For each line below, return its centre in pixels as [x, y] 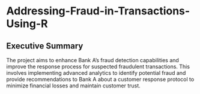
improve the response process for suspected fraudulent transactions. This [98, 66]
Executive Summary [45, 46]
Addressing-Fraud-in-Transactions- [98, 11]
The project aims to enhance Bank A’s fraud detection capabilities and [92, 60]
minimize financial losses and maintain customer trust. [74, 86]
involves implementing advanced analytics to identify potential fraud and [96, 73]
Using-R [27, 24]
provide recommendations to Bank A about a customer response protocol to [100, 79]
